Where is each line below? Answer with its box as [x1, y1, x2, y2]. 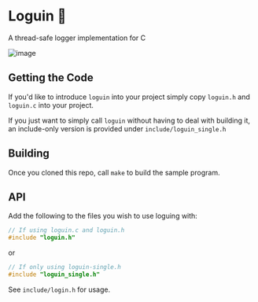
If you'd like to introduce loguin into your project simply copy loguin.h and [8, 92, 250, 101]
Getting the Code [8, 71, 94, 85]
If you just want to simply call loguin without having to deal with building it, [8, 116, 250, 125]
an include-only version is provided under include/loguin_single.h [8, 123, 227, 133]
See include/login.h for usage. [8, 285, 111, 294]
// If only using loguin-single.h [8, 263, 122, 271]
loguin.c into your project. [8, 100, 94, 109]
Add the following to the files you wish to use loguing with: [8, 212, 198, 221]
